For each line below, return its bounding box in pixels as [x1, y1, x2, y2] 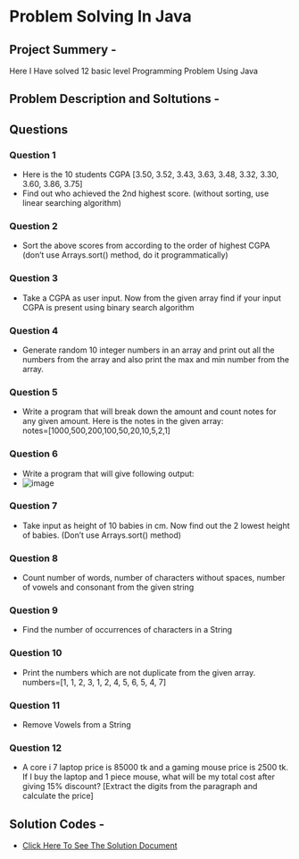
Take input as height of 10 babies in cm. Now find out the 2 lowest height [21, 520, 290, 531]
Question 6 [9, 447, 58, 460]
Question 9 [9, 604, 58, 617]
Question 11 [9, 699, 61, 711]
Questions [9, 122, 69, 137]
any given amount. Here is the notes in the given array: [21, 416, 224, 427]
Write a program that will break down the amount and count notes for [21, 406, 277, 417]
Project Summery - [9, 42, 117, 57]
